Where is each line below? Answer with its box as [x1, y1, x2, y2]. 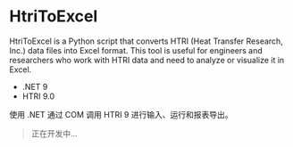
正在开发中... [30, 127, 78, 139]
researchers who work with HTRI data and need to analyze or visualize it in [9, 54, 285, 65]
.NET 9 [21, 81, 48, 92]
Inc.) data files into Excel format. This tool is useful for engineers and [9, 45, 264, 55]
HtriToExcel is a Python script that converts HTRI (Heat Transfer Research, [9, 36, 283, 46]
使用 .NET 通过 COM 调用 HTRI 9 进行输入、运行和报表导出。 [9, 109, 234, 119]
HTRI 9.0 [21, 91, 55, 102]
